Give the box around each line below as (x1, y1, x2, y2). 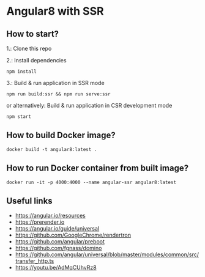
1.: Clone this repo (6, 45, 52, 52)
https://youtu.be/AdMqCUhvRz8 (15, 264, 97, 271)
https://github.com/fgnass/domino (15, 245, 102, 252)
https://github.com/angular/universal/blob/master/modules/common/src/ (15, 251, 199, 258)
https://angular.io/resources (15, 212, 86, 220)
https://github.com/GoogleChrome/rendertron (15, 231, 132, 239)
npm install (6, 68, 37, 75)
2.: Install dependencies (6, 57, 67, 64)
